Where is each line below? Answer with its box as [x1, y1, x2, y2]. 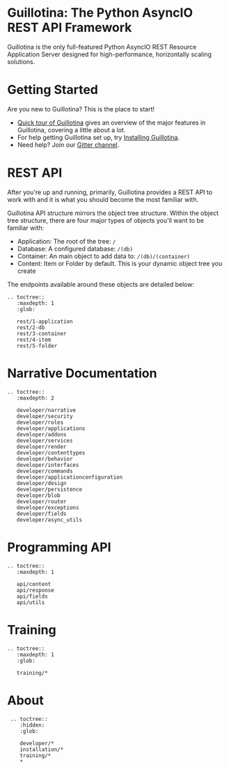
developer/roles [16, 419, 64, 426]
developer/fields [16, 510, 68, 517]
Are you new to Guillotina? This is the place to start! [7, 104, 155, 113]
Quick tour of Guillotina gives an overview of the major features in [17, 118, 206, 127]
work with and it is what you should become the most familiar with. [7, 195, 199, 203]
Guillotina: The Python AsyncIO [7, 5, 194, 21]
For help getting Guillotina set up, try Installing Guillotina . [17, 133, 180, 141]
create [17, 267, 36, 275]
